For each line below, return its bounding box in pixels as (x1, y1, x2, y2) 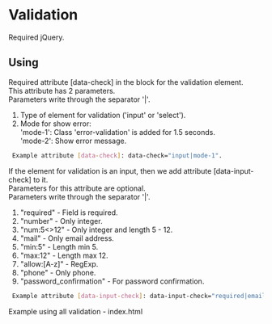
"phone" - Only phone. (19, 267, 96, 277)
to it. (33, 175, 49, 184)
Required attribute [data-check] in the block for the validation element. (8, 77, 244, 86)
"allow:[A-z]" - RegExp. (19, 259, 99, 268)
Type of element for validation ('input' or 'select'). (19, 110, 186, 120)
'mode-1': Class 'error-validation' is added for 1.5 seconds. (19, 127, 216, 137)
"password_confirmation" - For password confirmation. (19, 276, 205, 286)
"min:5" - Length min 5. (19, 242, 99, 251)
